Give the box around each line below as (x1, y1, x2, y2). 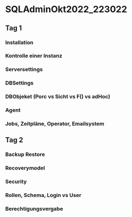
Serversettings (5, 66, 43, 73)
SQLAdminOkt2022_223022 (5, 4, 127, 15)
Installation (5, 39, 34, 46)
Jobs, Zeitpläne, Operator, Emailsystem (5, 120, 105, 127)
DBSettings (5, 79, 34, 86)
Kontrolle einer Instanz (5, 52, 62, 59)
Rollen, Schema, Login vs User (5, 192, 82, 199)
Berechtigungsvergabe (5, 205, 63, 212)
